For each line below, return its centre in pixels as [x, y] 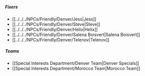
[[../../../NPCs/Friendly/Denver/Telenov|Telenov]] [61, 39]
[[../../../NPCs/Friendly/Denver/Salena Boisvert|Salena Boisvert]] [76, 35]
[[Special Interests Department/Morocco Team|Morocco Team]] [76, 68]
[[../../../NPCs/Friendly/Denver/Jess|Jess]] [54, 19]
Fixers [11, 7]
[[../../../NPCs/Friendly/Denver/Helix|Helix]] [55, 29]
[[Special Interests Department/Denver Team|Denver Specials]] [76, 63]
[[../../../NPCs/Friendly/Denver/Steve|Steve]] [56, 24]
